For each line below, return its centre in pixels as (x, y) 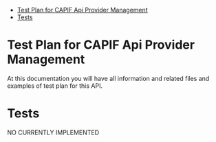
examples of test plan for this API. (55, 86)
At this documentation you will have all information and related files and (108, 78)
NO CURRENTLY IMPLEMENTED (53, 132)
